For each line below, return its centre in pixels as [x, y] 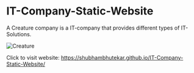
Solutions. [19, 34]
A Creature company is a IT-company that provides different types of [93, 28]
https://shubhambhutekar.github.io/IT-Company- [122, 57]
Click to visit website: [33, 57]
